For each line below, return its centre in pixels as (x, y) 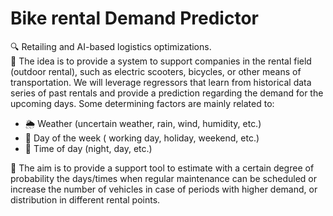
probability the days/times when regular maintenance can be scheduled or (163, 178)
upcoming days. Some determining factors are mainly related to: (142, 103)
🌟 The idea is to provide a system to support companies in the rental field (161, 61)
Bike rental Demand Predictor (134, 18)
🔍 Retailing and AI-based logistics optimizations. (111, 46)
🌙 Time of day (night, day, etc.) (88, 148)
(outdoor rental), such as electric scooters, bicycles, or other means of (156, 71)
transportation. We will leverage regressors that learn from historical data (161, 82)
